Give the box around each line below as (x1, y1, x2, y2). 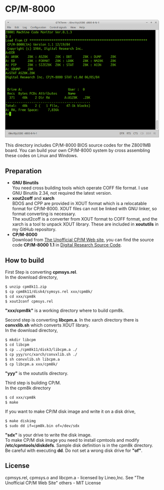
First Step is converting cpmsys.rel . (5, 269, 78, 275)
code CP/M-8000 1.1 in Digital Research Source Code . (12, 242, 122, 248)
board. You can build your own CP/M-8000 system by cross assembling (5, 147, 150, 153)
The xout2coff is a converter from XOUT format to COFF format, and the (12, 216, 158, 222)
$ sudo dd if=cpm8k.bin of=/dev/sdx (5, 423, 80, 428)
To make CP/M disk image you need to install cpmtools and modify (5, 437, 140, 443)
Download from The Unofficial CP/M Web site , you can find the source (12, 237, 154, 243)
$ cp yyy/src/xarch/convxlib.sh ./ (5, 352, 78, 357)
